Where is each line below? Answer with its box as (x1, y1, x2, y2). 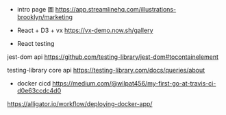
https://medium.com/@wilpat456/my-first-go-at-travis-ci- (52, 79, 216, 87)
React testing (16, 40, 55, 47)
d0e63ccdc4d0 (16, 87, 62, 94)
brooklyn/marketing (16, 13, 73, 21)
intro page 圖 (16, 5, 54, 13)
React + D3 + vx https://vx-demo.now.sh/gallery (16, 26, 153, 34)
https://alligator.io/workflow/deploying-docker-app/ (7, 100, 153, 107)
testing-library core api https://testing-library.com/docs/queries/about (7, 66, 205, 74)
